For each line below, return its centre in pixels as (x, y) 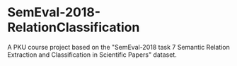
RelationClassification (74, 27)
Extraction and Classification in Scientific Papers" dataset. (92, 55)
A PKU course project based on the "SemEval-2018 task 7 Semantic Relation (118, 47)
